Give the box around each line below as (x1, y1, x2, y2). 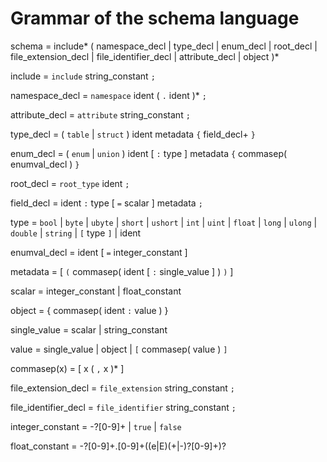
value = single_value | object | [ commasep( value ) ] (10, 343, 228, 355)
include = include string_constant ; (10, 70, 156, 82)
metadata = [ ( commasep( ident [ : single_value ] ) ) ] (10, 265, 234, 277)
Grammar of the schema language (10, 7, 300, 30)
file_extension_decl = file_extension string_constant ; (10, 382, 235, 394)
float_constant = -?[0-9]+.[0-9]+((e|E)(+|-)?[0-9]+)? (10, 440, 227, 452)
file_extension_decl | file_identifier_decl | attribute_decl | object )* (10, 50, 280, 62)
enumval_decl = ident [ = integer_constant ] (10, 246, 188, 258)
